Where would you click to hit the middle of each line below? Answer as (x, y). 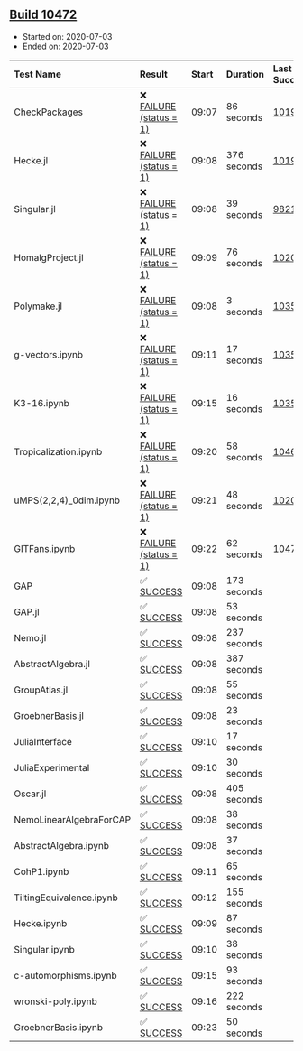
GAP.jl (27, 611)
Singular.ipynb (44, 949)
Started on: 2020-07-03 (67, 36)
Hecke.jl (31, 160)
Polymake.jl (38, 306)
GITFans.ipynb (45, 548)
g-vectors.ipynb (49, 354)
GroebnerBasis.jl (49, 715)
